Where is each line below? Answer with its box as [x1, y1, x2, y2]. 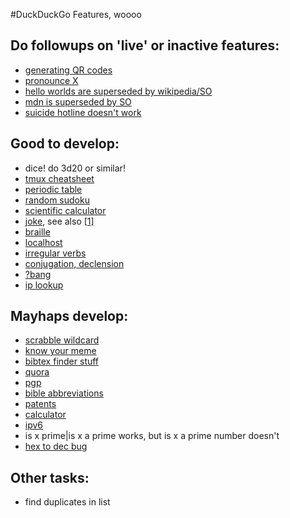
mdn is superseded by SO [24, 95, 132, 108]
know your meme [24, 345, 97, 357]
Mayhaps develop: [10, 308, 129, 325]
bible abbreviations [24, 387, 104, 399]
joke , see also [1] [24, 215, 95, 227]
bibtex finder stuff [24, 355, 100, 368]
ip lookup [24, 279, 64, 291]
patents [24, 398, 57, 410]
